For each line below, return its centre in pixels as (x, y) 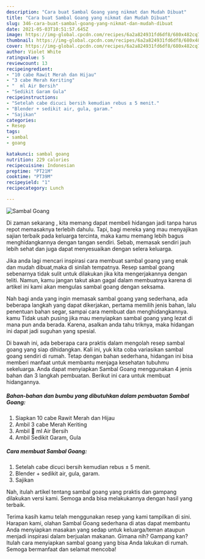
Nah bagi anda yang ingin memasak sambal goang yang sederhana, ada (97, 298)
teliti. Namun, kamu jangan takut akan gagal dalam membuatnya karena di (99, 280)
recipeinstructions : (33, 97)
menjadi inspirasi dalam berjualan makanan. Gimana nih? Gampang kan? (97, 536)
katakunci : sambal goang (38, 154)
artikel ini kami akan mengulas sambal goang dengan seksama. (86, 287)
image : (15, 35)
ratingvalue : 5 (26, 58)
